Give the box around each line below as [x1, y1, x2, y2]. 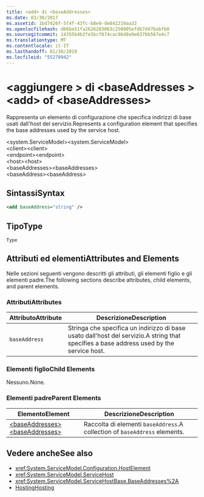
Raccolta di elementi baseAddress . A [84, 420, 183, 428]
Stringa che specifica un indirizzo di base [67, 324, 186, 332]
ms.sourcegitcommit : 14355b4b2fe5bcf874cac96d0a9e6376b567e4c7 [6, 32, 170, 38]
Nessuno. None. [6, 378, 46, 386]
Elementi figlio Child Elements [6, 365, 95, 374]
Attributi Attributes [6, 297, 62, 306]
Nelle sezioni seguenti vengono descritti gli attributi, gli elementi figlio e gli [6, 269, 192, 277]
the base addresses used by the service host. [6, 126, 120, 134]
